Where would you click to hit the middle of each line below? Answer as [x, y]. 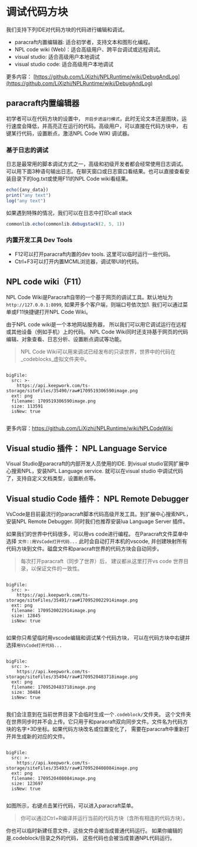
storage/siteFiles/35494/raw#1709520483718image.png [72, 677]
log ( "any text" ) [26, 201]
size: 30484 [26, 693]
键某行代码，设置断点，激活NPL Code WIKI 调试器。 [69, 133]
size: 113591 [27, 406]
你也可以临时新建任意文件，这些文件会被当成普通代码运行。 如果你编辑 [92, 831]
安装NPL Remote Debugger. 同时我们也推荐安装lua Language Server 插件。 [97, 521]
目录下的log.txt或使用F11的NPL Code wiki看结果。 [71, 179]
